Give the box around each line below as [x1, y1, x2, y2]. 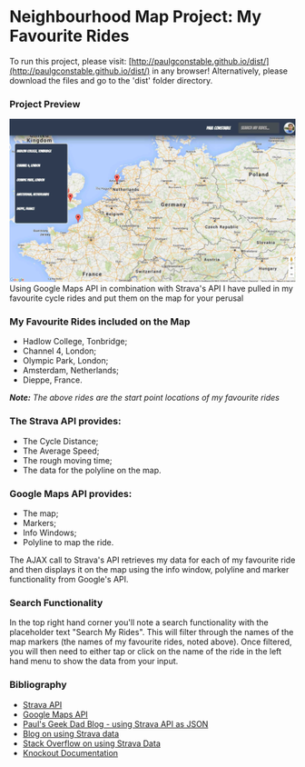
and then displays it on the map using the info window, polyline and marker [9, 564, 290, 575]
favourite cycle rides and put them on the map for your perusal [9, 293, 244, 304]
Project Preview [9, 97, 81, 110]
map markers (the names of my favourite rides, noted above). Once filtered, [9, 636, 292, 647]
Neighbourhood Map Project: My [9, 6, 261, 27]
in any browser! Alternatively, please [152, 65, 289, 76]
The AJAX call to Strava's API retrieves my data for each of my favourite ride [9, 554, 296, 565]
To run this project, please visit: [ [9, 55, 133, 66]
